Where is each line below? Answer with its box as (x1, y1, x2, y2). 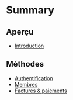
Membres (14, 81, 38, 88)
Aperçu (6, 27, 34, 37)
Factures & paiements (14, 87, 67, 94)
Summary (6, 4, 54, 17)
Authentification (14, 74, 54, 82)
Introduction (14, 42, 44, 49)
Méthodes (6, 59, 44, 69)
